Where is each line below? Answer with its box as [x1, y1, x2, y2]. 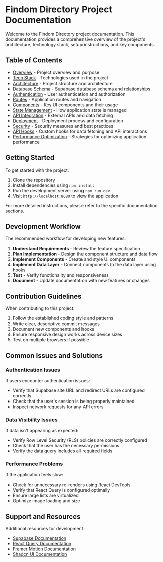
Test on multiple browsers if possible [12, 337, 89, 343]
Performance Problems [5, 460, 63, 467]
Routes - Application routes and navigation [12, 96, 102, 102]
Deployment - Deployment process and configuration [12, 117, 123, 124]
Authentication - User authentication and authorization [12, 91, 126, 97]
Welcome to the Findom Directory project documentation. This [5, 31, 135, 37]
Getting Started [5, 153, 55, 162]
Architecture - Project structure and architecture [12, 80, 113, 86]
